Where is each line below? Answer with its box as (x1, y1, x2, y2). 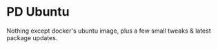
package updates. (6, 33, 58, 42)
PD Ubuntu (6, 4, 70, 20)
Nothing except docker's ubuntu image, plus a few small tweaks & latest (6, 27, 211, 35)
